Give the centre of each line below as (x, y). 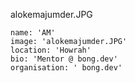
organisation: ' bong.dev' (66, 68)
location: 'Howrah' (51, 50)
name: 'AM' (33, 33)
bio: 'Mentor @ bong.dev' (64, 59)
